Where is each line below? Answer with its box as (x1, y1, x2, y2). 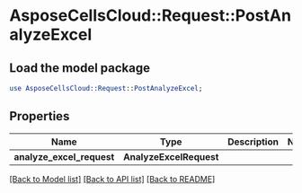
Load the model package (9, 60, 151, 75)
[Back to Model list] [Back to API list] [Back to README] (9, 173, 216, 184)
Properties (9, 109, 70, 124)
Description (227, 136, 279, 148)
